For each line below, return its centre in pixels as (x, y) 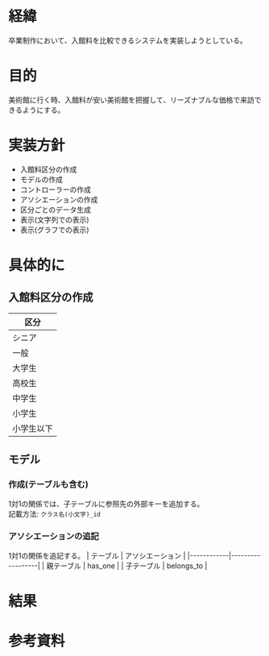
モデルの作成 (41, 179)
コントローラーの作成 (55, 189)
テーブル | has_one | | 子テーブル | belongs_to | (130, 566)
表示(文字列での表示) (55, 219)
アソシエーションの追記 (54, 537)
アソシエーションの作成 (59, 199)
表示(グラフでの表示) (55, 230)
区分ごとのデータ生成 (55, 210)
